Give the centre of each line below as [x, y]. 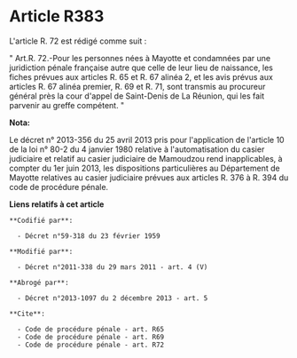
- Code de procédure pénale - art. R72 [91, 345]
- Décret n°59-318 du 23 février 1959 [89, 236]
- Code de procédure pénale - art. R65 [91, 329]
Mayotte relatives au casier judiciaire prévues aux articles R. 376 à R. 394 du [149, 177]
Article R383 [57, 16]
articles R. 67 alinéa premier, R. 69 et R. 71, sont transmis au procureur [137, 86]
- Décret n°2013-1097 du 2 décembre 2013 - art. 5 [113, 298]
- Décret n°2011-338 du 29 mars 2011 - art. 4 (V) [113, 267]
